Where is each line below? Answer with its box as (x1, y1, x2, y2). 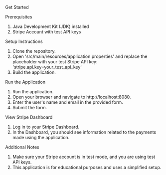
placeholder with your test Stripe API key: (12, 59, 98, 64)
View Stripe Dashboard (5, 114, 53, 120)
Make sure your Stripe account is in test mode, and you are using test (12, 154, 156, 160)
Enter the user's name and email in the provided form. (12, 99, 123, 105)
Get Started (5, 4, 29, 10)
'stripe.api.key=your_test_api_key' (12, 64, 82, 70)
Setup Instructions (5, 38, 43, 44)
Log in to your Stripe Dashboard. (12, 124, 80, 130)
